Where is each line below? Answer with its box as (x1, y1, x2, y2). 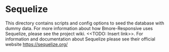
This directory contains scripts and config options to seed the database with (5, 20, 164, 26)
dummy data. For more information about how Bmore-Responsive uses (5, 25, 153, 31)
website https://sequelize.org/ (5, 41, 68, 47)
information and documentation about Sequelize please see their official (5, 36, 155, 42)
